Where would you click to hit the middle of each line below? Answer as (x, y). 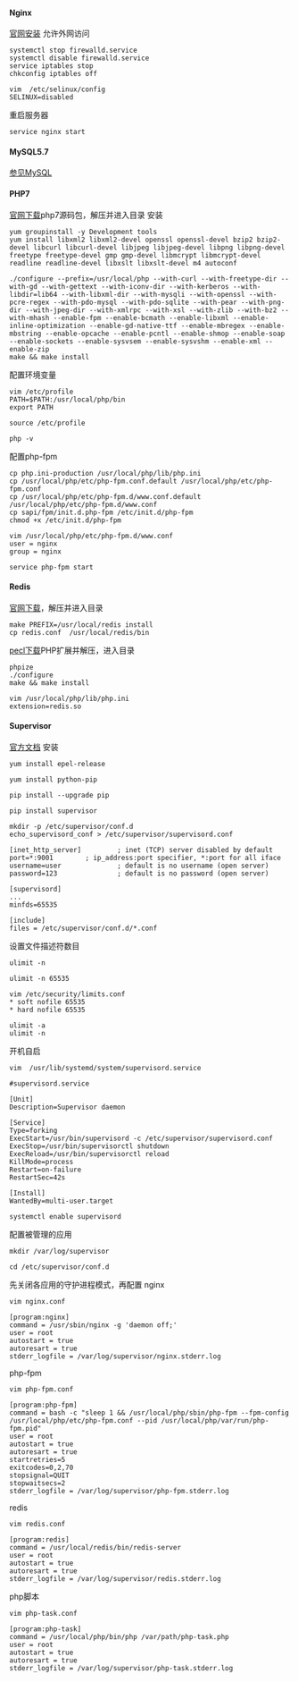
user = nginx (33, 544)
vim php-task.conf (43, 1614)
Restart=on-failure (46, 1170)
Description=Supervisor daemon (67, 1107)
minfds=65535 (33, 905)
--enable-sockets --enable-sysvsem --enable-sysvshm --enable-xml (135, 341)
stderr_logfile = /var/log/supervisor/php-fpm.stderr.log (119, 1492)
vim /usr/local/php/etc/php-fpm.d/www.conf (91, 536)
